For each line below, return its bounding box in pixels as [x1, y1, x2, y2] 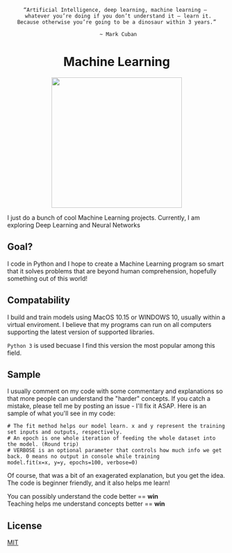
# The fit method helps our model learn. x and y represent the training [7, 423, 226, 430]
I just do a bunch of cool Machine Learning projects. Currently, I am [7, 213, 200, 222]
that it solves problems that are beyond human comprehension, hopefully [7, 266, 217, 275]
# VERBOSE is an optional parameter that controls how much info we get [7, 447, 222, 454]
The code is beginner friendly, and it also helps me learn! [7, 479, 170, 487]
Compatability [7, 294, 71, 306]
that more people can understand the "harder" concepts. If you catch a [7, 394, 210, 403]
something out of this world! [7, 274, 88, 282]
